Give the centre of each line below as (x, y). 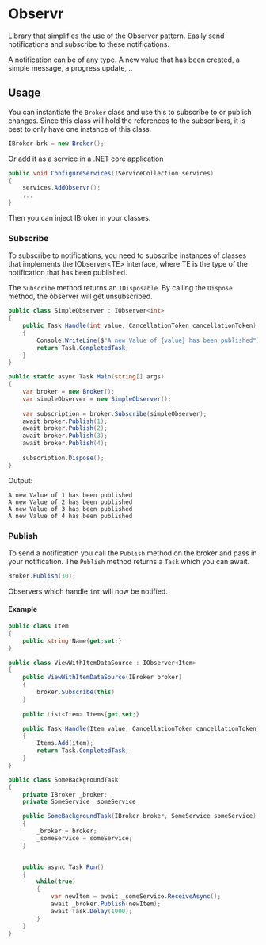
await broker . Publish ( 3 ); (65, 436)
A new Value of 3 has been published (70, 509)
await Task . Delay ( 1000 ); (91, 911)
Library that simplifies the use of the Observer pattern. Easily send (116, 36)
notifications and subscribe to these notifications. (89, 44)
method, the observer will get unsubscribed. (80, 296)
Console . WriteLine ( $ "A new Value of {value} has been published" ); (150, 340)
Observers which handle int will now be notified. (88, 591)
